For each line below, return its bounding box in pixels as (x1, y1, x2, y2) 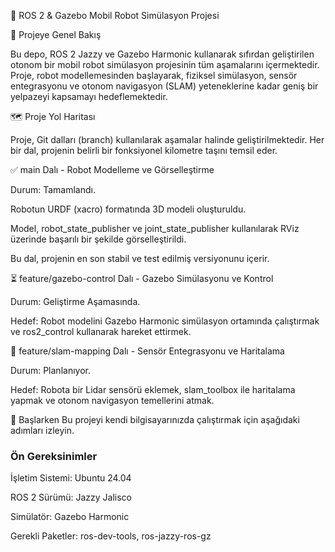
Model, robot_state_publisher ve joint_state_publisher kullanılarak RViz (10, 223, 300, 234)
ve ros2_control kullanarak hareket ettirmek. (10, 326, 192, 337)
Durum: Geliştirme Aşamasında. (10, 296, 141, 307)
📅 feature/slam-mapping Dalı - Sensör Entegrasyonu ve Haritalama (10, 345, 285, 357)
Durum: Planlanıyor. (10, 365, 91, 376)
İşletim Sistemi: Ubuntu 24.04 (10, 472, 132, 484)
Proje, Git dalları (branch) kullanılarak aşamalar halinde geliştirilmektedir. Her (10, 134, 325, 145)
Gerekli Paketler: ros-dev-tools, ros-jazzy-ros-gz (10, 530, 212, 542)
